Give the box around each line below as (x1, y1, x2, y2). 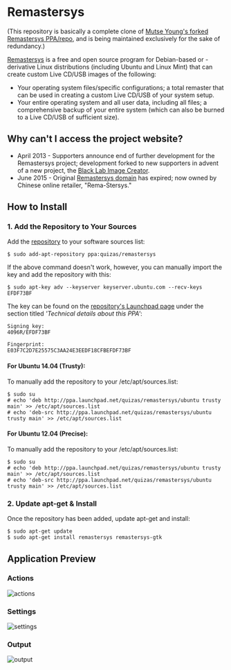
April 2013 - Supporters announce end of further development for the (17, 151, 215, 160)
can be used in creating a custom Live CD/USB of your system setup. (17, 91, 214, 99)
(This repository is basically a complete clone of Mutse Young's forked (7, 27, 209, 35)
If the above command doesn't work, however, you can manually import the (7, 263, 223, 271)
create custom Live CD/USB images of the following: (7, 70, 157, 78)
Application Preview (7, 553, 96, 565)
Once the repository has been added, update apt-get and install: (7, 515, 190, 523)
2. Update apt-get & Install (7, 499, 98, 508)
